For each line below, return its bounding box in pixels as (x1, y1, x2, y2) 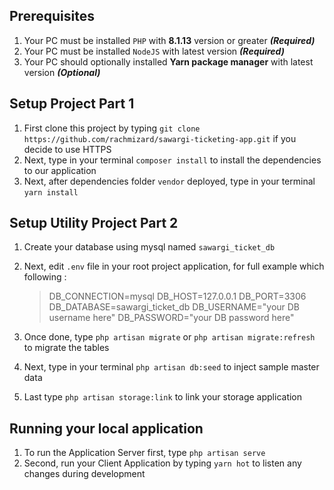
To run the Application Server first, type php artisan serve (23, 447, 266, 459)
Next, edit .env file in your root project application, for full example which (23, 260, 325, 273)
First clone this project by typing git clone (23, 122, 201, 134)
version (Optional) (23, 66, 101, 78)
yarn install (23, 187, 79, 198)
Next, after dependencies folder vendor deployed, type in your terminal (23, 175, 316, 187)
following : (23, 271, 67, 283)
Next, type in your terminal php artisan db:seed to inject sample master (23, 361, 320, 373)
